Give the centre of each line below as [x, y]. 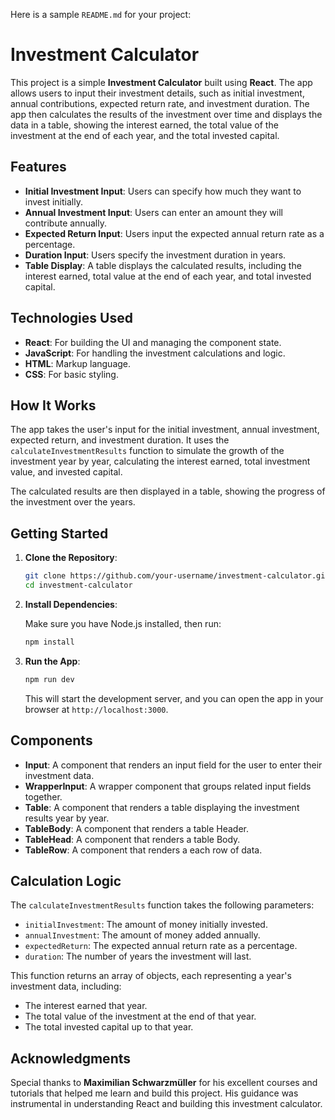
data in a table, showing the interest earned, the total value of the [144, 125]
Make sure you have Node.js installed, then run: [123, 623]
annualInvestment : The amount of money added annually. [142, 935]
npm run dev [49, 679]
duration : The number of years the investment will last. [138, 956]
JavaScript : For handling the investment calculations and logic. [155, 353]
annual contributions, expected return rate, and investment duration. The [160, 103]
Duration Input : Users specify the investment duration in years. [155, 255]
